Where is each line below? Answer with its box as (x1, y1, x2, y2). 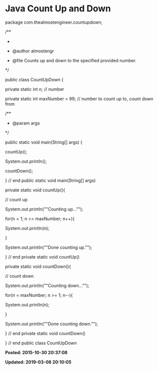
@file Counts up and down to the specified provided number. (12, 57, 137, 63)
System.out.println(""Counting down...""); (5, 282, 90, 289)
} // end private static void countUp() (5, 254, 80, 259)
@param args (12, 120, 40, 126)
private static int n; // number (5, 86, 64, 92)
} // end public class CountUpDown (5, 340, 77, 346)
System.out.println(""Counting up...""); (5, 206, 83, 212)
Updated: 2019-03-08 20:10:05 (5, 359, 72, 365)
